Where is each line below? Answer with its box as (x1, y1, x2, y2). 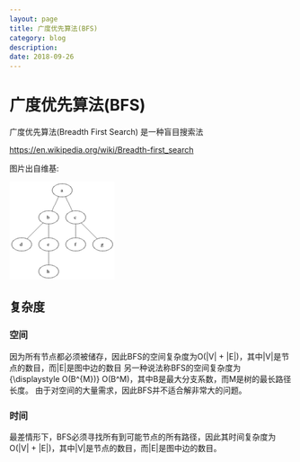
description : (9, 43, 58, 52)
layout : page (9, 14, 58, 23)
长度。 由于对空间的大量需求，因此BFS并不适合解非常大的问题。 (9, 385, 247, 395)
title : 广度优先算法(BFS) (9, 23, 99, 33)
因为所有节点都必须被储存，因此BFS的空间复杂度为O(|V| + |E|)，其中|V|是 (9, 351, 282, 361)
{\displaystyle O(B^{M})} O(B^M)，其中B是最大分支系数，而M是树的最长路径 (9, 373, 292, 384)
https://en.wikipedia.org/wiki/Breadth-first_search (9, 145, 195, 155)
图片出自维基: (9, 163, 60, 174)
